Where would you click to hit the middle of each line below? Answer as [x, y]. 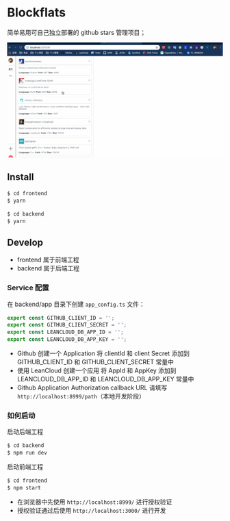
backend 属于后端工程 [48, 268]
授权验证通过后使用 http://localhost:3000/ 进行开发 [91, 510]
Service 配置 [28, 288]
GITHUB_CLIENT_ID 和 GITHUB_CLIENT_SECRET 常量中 [95, 362]
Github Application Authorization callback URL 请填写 [92, 387]
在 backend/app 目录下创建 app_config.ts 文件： [76, 304]
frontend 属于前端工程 [48, 260]
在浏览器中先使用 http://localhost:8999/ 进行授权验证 [94, 502]
